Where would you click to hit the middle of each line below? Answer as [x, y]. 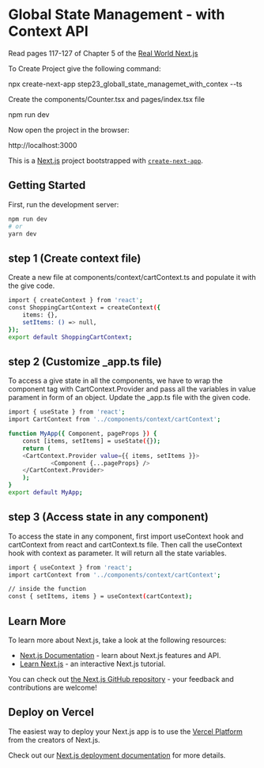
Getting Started [47, 185]
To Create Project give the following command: [85, 68]
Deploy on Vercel [51, 712]
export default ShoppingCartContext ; [70, 337]
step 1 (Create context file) [75, 258]
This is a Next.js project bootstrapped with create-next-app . [106, 161]
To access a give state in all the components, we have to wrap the [116, 380]
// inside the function [47, 589]
